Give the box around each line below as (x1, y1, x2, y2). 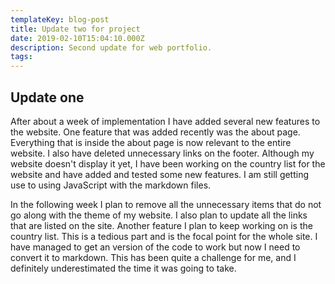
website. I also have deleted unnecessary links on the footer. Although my (10, 147, 315, 159)
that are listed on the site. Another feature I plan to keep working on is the (10, 219, 313, 231)
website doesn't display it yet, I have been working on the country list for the (10, 157, 326, 170)
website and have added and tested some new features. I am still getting (10, 168, 310, 180)
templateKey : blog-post (10, 14, 110, 25)
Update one (10, 89, 85, 106)
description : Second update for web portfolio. (10, 42, 213, 53)
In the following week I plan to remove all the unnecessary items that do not (10, 198, 322, 210)
